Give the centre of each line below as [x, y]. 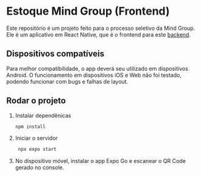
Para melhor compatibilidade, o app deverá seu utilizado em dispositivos [97, 68]
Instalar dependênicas [43, 115]
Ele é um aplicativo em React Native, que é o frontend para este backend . [98, 34]
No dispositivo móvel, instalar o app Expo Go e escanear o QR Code [100, 161]
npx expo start [37, 150]
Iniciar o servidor [36, 138]
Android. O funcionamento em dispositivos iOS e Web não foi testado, [94, 75]
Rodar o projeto [36, 101]
